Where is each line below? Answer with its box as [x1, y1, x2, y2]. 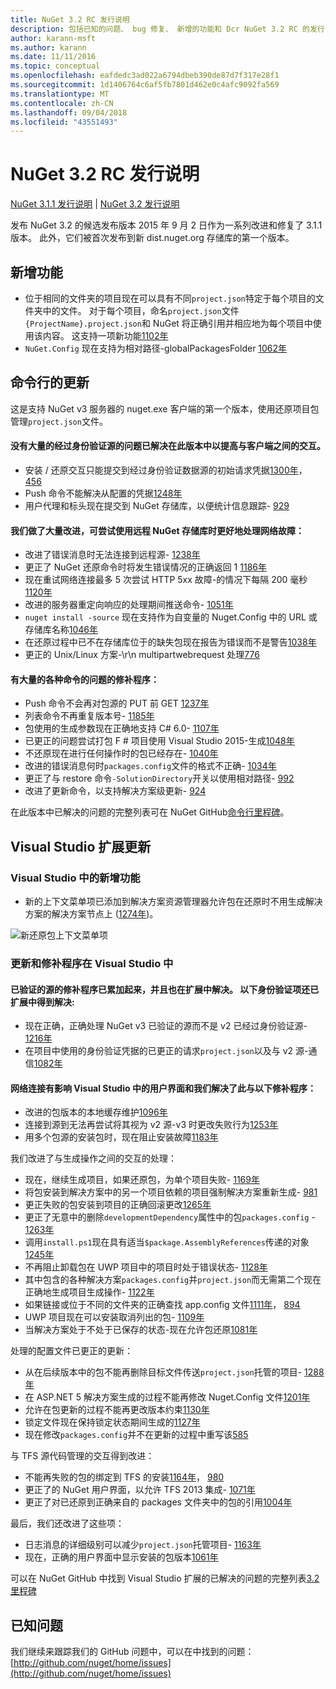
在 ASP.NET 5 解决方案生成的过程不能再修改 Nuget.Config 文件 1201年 [24, 1391, 311, 1403]
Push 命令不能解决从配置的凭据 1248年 [24, 487, 183, 500]
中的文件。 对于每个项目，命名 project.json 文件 [42, 305, 240, 316]
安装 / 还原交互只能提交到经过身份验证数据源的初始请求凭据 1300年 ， [24, 464, 308, 476]
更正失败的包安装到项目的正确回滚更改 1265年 [24, 1199, 212, 1211]
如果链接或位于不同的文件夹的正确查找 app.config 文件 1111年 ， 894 [24, 1299, 301, 1311]
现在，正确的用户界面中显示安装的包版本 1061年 [24, 1551, 219, 1563]
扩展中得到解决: [10, 996, 75, 1008]
